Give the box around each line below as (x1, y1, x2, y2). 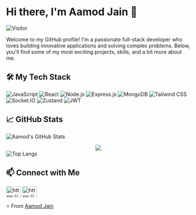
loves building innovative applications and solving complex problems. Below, (6, 42, 191, 49)
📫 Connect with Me (6, 168, 80, 178)
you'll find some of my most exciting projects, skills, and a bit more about (6, 48, 183, 55)
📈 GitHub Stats (6, 115, 63, 124)
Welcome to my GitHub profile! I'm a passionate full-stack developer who (6, 36, 183, 43)
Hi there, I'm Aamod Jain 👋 (6, 5, 137, 19)
